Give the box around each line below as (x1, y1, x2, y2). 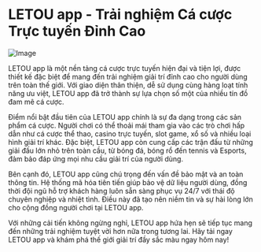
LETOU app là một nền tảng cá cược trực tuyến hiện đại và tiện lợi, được (8, 63, 241, 72)
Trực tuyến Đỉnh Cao (8, 22, 146, 40)
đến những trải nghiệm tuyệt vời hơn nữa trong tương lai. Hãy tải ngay (8, 226, 233, 235)
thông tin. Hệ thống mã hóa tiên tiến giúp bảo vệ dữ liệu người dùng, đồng (8, 177, 248, 187)
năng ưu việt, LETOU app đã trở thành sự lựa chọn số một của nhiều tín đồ (8, 88, 248, 98)
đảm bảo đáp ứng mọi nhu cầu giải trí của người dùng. (8, 154, 183, 163)
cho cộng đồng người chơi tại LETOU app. (8, 202, 144, 212)
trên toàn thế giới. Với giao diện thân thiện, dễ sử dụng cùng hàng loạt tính (8, 80, 248, 90)
